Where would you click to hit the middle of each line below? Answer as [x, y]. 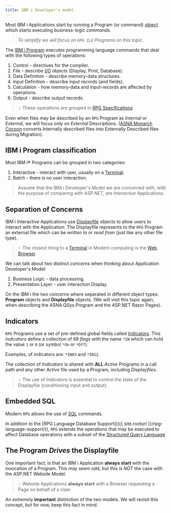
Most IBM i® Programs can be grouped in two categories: [66, 163]
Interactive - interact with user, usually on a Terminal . [69, 172]
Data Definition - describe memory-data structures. [67, 76]
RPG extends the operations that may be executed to [105, 429]
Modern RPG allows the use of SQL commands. [54, 414]
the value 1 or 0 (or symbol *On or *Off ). [47, 344]
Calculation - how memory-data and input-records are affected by [82, 87]
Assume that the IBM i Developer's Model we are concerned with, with [92, 188]
